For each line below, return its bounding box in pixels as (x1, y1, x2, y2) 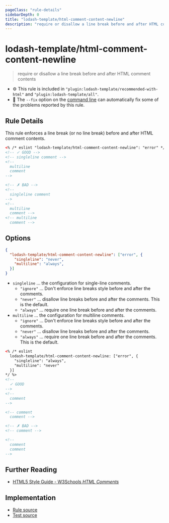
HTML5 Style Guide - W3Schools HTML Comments (12, 479, 119, 485)
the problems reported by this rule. (12, 102, 85, 108)
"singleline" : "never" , (14, 257, 64, 262)
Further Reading (5, 465, 57, 474)
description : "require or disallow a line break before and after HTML (5, 21, 158, 27)
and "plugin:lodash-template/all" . (25, 91, 99, 98)
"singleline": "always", (14, 358, 66, 363)
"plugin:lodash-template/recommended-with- (65, 87, 158, 92)
